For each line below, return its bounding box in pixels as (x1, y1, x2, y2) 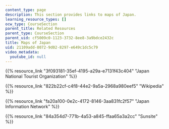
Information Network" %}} (5, 104, 60, 110)
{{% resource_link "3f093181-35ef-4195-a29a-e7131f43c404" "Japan (5, 68, 150, 74)
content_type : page (5, 7, 46, 13)
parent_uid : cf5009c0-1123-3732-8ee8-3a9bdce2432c (5, 36, 114, 41)
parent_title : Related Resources (5, 26, 76, 31)
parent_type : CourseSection (5, 31, 65, 36)
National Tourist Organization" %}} (5, 74, 77, 80)
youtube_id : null (10, 54, 46, 59)
